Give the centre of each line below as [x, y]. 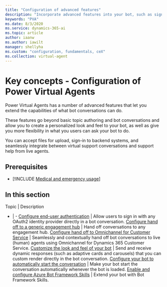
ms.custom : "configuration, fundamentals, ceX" [55, 51]
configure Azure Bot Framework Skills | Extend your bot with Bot [78, 275]
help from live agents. [27, 151]
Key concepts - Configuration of [73, 81]
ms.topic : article [24, 33]
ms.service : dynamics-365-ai [35, 28]
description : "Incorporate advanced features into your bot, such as [79, 14]
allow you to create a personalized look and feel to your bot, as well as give [82, 126]
